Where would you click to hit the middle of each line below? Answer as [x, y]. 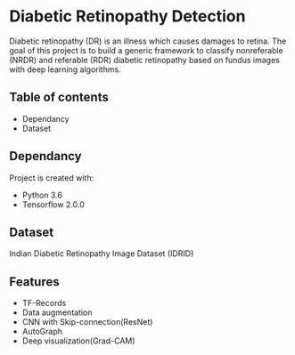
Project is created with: [52, 177]
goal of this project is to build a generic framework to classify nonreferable [146, 50]
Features [34, 282]
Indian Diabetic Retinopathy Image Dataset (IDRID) [102, 254]
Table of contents [59, 97]
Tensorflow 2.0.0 [53, 204]
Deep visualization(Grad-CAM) [78, 341]
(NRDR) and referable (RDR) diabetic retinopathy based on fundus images [145, 60]
